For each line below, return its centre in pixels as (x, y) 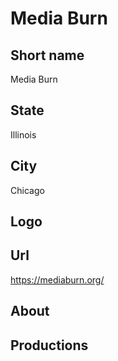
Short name (47, 55)
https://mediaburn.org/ (57, 279)
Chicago (27, 190)
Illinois (23, 134)
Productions (49, 345)
